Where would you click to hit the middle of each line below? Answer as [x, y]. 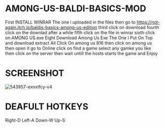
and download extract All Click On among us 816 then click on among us [79, 43]
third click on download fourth [129, 27]
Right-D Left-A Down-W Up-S [35, 120]
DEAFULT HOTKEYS [47, 107]
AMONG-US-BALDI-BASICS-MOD [76, 9]
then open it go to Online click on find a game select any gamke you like [78, 48]
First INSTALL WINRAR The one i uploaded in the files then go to [70, 22]
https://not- [148, 22]
